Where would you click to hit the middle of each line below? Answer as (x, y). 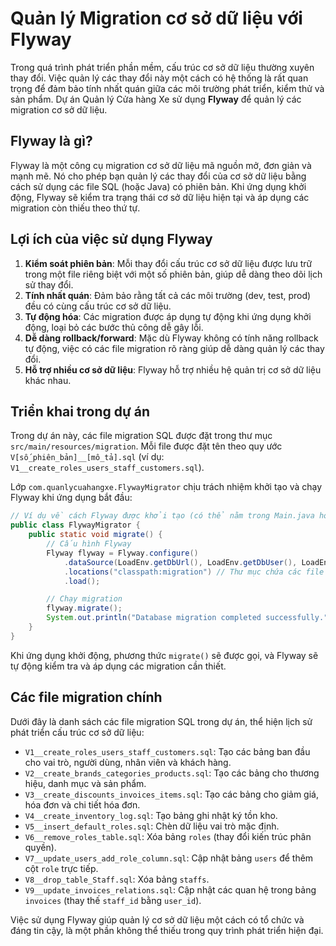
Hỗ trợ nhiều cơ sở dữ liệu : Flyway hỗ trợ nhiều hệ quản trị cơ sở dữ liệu (173, 369)
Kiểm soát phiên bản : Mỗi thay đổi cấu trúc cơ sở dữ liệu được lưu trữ (168, 263)
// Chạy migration (84, 599)
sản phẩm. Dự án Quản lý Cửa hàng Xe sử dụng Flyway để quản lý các (156, 99)
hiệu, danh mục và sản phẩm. (85, 783)
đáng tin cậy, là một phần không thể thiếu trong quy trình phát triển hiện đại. (167, 930)
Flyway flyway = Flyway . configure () (122, 553)
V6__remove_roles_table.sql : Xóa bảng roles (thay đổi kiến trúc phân (168, 836)
